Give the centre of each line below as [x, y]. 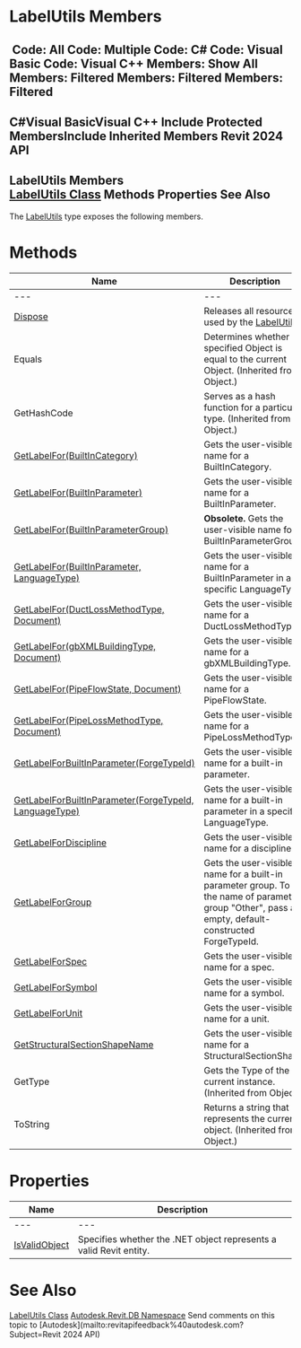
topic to [23, 1325]
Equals [28, 359]
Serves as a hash [240, 396]
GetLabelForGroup [53, 902]
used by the [228, 322]
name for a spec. [239, 967]
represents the [235, 1118]
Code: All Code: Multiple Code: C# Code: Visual [148, 50]
